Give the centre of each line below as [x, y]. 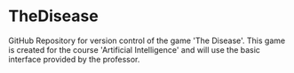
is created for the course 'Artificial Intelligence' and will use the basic [135, 49]
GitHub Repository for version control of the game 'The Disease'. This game [147, 40]
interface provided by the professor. [74, 59]
